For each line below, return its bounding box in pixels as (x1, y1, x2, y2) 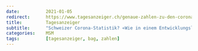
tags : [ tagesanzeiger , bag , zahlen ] (6, 36, 120, 42)
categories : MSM (6, 30, 54, 36)
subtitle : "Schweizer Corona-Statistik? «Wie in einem (6, 25, 157, 31)
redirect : (6, 14, 31, 20)
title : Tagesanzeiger (6, 19, 81, 25)
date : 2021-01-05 (6, 8, 72, 15)
